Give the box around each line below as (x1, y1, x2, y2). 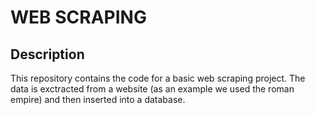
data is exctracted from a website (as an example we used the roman (10, 83, 295, 95)
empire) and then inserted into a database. (10, 94, 186, 105)
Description (10, 46, 85, 63)
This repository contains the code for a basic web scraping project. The (10, 72, 306, 84)
